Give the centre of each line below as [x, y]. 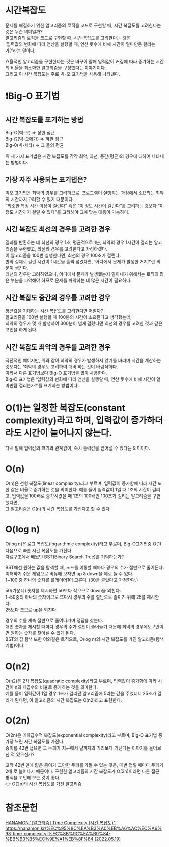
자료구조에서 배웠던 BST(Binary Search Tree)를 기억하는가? [65, 557]
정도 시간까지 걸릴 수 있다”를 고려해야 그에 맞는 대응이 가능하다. [67, 212]
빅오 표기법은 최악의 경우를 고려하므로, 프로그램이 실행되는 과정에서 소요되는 [80, 193]
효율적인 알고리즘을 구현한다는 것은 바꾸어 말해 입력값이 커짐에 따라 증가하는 [80, 61]
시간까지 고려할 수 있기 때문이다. [42, 199]
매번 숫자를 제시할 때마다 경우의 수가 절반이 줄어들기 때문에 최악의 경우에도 [79, 627]
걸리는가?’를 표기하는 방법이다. [49, 386]
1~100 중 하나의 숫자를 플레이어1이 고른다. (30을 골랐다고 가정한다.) [72, 580]
